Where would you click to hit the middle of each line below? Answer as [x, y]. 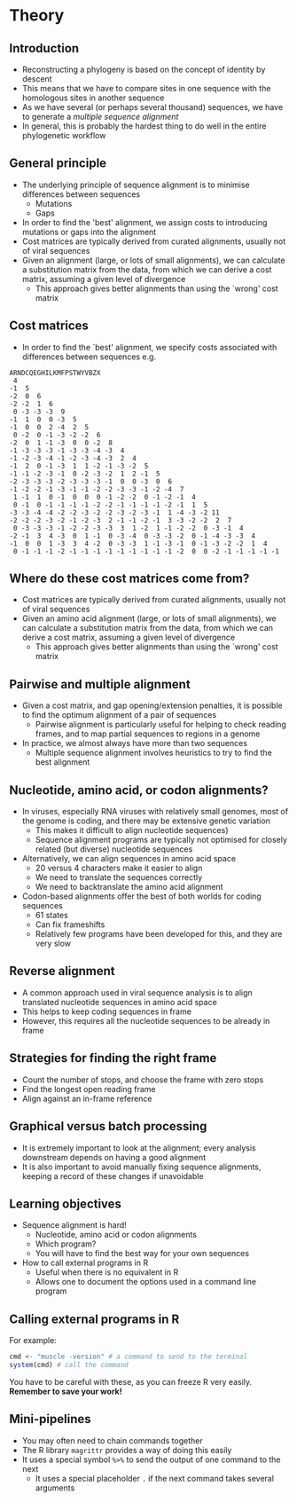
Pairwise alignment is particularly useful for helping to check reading [160, 725]
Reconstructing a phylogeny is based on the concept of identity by [144, 69]
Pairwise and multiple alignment [100, 684]
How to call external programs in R [85, 1263]
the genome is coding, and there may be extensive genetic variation [146, 821]
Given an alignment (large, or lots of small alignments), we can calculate [153, 260]
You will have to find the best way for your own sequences [142, 1254]
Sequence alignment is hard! [74, 1225]
